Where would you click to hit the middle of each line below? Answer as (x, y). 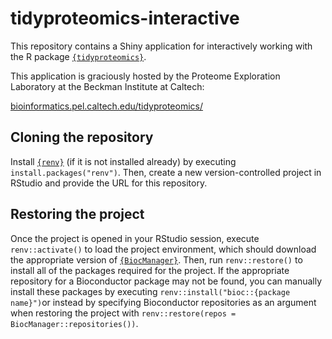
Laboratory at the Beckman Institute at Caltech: (107, 86)
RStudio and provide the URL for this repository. (109, 183)
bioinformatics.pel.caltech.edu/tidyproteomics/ (107, 106)
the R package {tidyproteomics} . (78, 56)
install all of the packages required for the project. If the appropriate (150, 270)
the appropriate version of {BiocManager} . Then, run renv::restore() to (156, 259)
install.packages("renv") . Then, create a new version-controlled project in (166, 172)
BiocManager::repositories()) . (74, 323)
